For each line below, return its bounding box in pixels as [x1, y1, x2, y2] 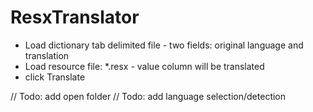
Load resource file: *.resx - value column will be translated [24, 60, 265, 72]
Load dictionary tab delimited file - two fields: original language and [24, 39, 304, 51]
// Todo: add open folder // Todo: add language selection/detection [10, 90, 287, 102]
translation [24, 49, 70, 61]
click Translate [24, 71, 86, 83]
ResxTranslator [10, 6, 140, 29]
